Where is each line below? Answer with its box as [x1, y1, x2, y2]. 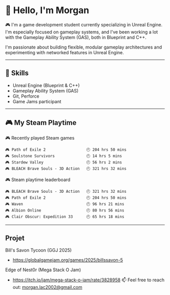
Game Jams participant [12, 98, 62, 104]
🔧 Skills [5, 69, 29, 77]
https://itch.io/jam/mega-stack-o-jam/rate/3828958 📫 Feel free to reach [12, 277, 164, 283]
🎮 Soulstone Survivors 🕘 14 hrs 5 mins [5, 153, 122, 158]
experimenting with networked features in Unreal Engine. [5, 49, 124, 55]
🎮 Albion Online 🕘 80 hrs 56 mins [5, 207, 124, 213]
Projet [5, 234, 25, 242]
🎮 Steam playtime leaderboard [5, 177, 71, 183]
